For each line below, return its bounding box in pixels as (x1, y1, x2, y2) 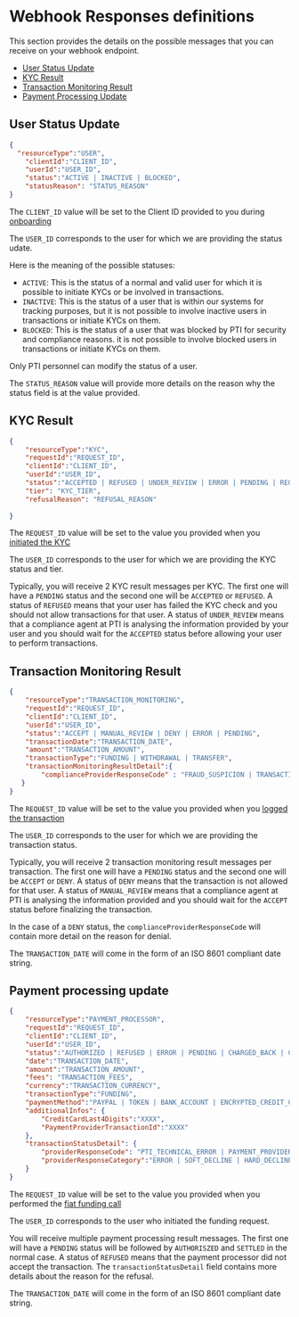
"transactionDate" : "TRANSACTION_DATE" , (25, 737, 174, 746)
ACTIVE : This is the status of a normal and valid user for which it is (21, 276, 263, 287)
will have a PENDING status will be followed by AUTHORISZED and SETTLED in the (9, 1242, 287, 1253)
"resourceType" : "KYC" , (25, 445, 109, 454)
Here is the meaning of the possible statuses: (9, 259, 175, 270)
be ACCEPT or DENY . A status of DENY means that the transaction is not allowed (9, 876, 288, 886)
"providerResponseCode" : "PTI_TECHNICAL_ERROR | (41, 1148, 225, 1156)
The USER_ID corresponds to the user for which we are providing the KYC (9, 555, 277, 565)
